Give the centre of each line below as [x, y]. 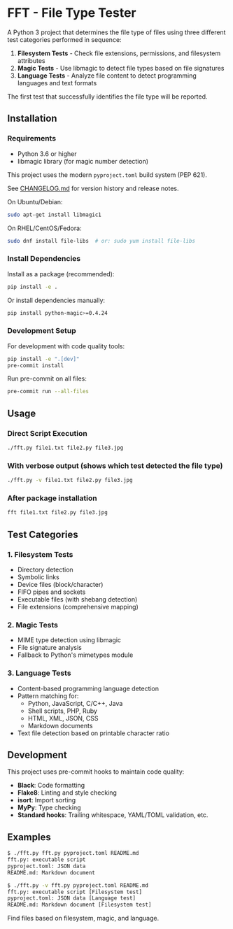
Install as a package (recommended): [61, 274]
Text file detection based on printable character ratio [93, 733]
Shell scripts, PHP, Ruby [63, 711]
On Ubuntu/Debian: [35, 201]
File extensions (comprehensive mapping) [78, 607]
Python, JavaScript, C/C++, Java [75, 703]
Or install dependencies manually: [56, 300]
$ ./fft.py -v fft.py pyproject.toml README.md [78, 885]
